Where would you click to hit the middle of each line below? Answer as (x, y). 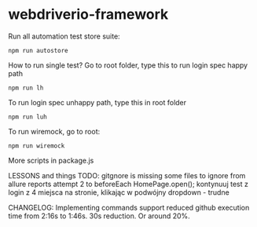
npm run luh (28, 117)
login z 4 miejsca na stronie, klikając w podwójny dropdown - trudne (119, 192)
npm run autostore (38, 50)
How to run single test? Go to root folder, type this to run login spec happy (128, 65)
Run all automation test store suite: (64, 36)
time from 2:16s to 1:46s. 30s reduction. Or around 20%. (99, 216)
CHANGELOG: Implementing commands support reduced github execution (129, 207)
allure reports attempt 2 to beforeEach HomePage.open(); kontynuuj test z (128, 184)
